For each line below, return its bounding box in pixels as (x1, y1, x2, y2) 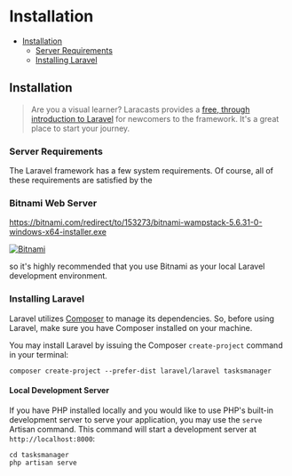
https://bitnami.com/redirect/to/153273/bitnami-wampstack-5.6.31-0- (9, 217, 263, 228)
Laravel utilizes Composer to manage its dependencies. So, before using (9, 313, 275, 324)
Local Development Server (9, 385, 109, 396)
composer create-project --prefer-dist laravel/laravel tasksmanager (9, 367, 272, 375)
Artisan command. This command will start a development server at (9, 424, 257, 434)
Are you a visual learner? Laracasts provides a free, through (30, 104, 250, 115)
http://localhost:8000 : (9, 433, 96, 444)
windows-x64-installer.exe (9, 227, 107, 238)
